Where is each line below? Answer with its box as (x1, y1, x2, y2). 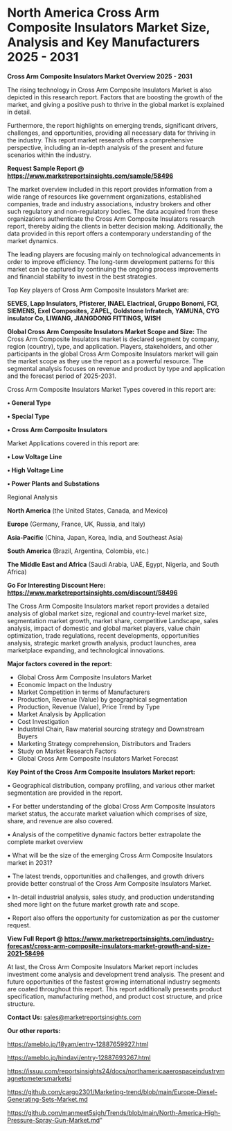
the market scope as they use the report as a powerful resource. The (7, 356, 204, 365)
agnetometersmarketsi (7, 1074, 71, 1082)
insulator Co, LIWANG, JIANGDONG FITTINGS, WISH (7, 314, 161, 322)
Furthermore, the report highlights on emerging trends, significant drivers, (7, 121, 218, 129)
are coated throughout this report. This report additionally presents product (7, 984, 222, 993)
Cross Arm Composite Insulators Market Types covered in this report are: (7, 385, 216, 393)
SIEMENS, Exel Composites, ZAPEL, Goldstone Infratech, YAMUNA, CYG (7, 306, 220, 315)
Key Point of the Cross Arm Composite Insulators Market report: (7, 768, 196, 776)
